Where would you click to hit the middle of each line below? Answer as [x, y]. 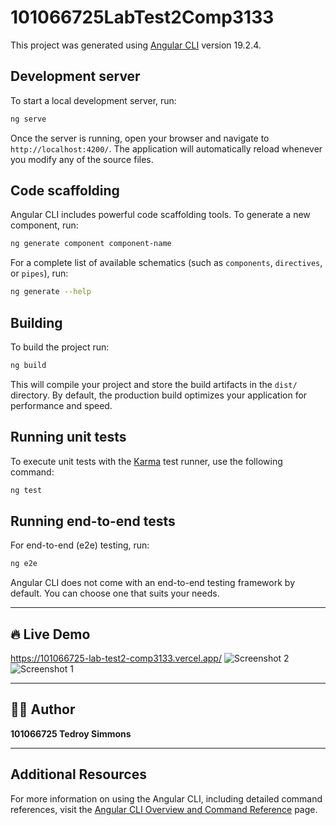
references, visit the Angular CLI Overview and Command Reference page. [164, 809]
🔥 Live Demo [50, 634]
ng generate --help [51, 292]
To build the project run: [60, 347]
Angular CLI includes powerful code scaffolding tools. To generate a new [160, 215]
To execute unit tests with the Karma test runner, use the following [146, 461]
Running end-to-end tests [93, 521]
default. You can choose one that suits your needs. [115, 593]
